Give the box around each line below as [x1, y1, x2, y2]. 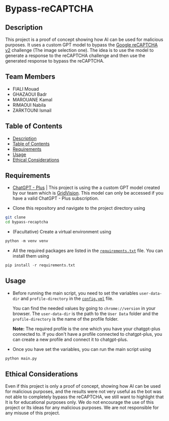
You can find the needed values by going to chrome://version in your [12, 305, 156, 311]
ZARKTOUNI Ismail [12, 107, 52, 113]
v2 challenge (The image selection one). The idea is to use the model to [5, 47, 154, 53]
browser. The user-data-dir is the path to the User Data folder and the [12, 311, 158, 317]
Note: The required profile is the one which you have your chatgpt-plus [12, 326, 160, 332]
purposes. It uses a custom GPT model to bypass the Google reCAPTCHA [5, 42, 158, 48]
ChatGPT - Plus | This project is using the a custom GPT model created [12, 185, 160, 191]
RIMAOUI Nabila [12, 102, 46, 108]
